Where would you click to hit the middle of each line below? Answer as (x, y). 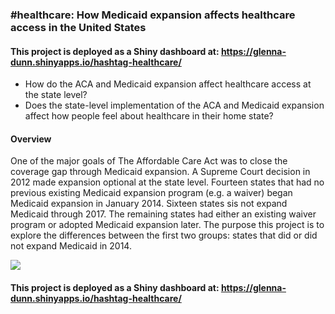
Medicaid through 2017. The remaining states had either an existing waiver (163, 214)
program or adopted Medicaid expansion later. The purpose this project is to (167, 225)
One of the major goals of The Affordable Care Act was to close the (149, 161)
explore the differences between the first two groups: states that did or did (164, 235)
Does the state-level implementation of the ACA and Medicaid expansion (174, 105)
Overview (31, 139)
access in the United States (78, 27)
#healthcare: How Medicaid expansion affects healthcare (153, 15)
